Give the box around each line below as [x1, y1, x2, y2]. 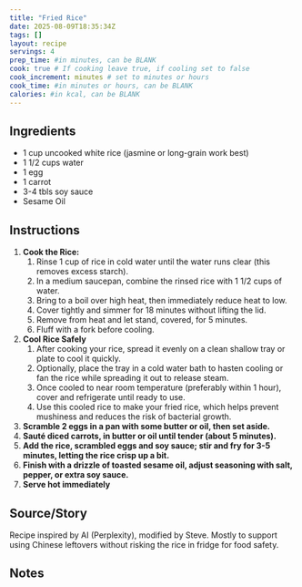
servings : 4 [9, 47, 55, 57]
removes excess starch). [35, 266, 129, 277]
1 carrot [22, 177, 52, 188]
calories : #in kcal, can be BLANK [9, 89, 141, 98]
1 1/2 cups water [22, 157, 85, 169]
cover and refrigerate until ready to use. [35, 392, 186, 403]
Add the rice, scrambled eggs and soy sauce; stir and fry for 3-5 [22, 440, 271, 451]
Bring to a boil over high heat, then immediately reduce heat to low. [35, 295, 288, 306]
